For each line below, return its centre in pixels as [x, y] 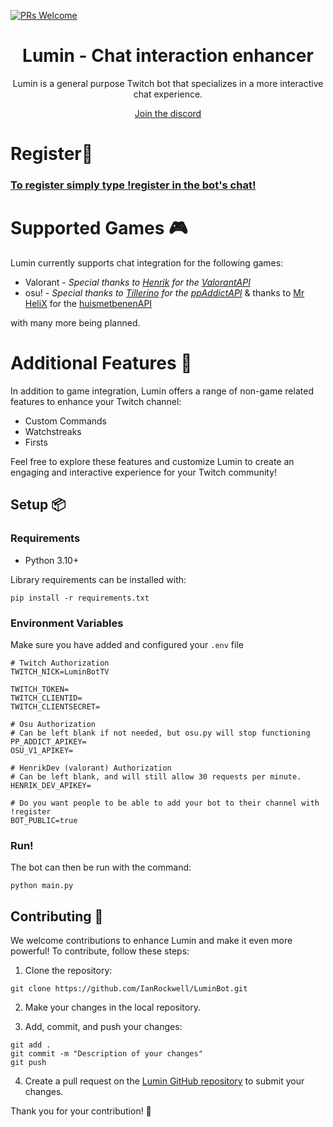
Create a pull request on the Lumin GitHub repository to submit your [164, 1081]
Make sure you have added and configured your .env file [127, 644]
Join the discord [168, 113]
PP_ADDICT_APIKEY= [48, 741]
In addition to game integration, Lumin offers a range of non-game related [162, 391]
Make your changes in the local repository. [112, 1007]
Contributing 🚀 [57, 916]
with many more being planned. [75, 322]
